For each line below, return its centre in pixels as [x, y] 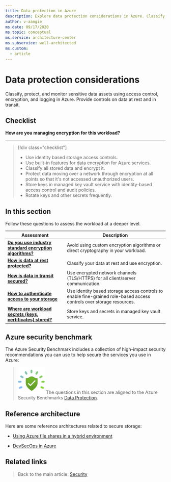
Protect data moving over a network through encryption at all [89, 174]
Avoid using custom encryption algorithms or [114, 245]
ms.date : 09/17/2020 [27, 27]
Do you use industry [30, 242]
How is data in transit [31, 275]
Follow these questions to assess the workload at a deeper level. [73, 224]
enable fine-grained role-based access [109, 296]
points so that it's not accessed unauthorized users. [80, 179]
